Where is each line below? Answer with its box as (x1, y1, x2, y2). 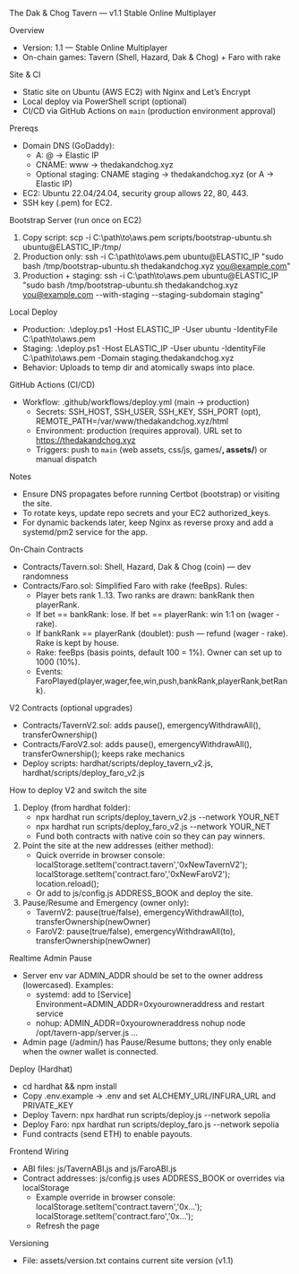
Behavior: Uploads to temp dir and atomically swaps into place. (21, 362, 255, 373)
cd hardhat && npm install (21, 1081, 118, 1091)
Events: (35, 667, 64, 676)
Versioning (9, 1238, 49, 1248)
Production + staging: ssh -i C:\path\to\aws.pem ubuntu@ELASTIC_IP (21, 271, 279, 280)
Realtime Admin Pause (9, 953, 92, 963)
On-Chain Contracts (9, 544, 83, 555)
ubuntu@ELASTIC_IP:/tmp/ (21, 242, 123, 252)
